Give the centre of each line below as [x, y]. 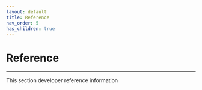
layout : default [26, 12]
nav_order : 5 [23, 23]
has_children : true [31, 28]
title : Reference [28, 17]
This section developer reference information [62, 80]
